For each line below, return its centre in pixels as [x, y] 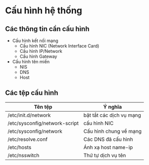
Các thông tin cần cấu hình [48, 29]
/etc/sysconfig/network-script [43, 123]
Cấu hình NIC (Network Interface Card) [59, 46]
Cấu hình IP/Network [41, 51]
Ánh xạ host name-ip [108, 147]
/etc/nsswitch [24, 155]
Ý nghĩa [113, 107]
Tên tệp [43, 107]
